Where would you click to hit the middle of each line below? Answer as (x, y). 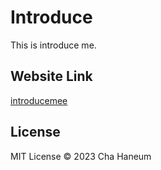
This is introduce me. (53, 45)
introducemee (39, 100)
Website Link (51, 76)
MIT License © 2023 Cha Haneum (81, 156)
